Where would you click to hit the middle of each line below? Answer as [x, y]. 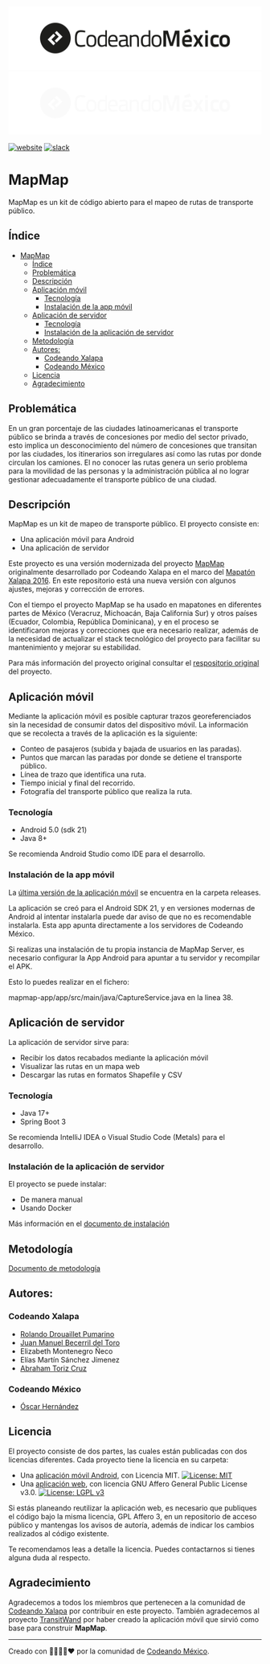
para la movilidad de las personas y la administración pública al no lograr [129, 471]
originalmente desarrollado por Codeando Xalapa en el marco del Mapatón [132, 572]
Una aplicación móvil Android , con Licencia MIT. [100, 1475]
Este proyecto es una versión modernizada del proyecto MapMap [117, 564]
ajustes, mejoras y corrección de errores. [76, 589]
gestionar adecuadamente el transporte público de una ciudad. [112, 479]
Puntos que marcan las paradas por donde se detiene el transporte [131, 757]
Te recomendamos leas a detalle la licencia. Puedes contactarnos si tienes [132, 1549]
